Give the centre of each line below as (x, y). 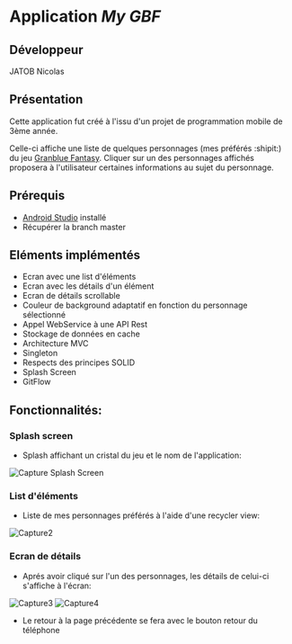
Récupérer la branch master (74, 227)
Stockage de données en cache (81, 334)
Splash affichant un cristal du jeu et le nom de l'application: (132, 455)
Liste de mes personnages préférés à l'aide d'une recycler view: (141, 515)
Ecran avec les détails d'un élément (88, 286)
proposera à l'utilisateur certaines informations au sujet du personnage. (142, 167)
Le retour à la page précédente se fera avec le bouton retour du (140, 620)
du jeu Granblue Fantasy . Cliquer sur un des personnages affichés (132, 157)
